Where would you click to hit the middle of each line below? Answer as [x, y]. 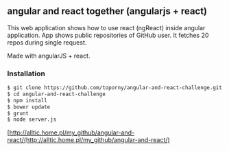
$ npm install [27, 100]
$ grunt [18, 113]
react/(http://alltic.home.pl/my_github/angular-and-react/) [88, 140]
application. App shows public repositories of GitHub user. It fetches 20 [108, 35]
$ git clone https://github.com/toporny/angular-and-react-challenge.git [115, 88]
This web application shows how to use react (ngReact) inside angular [106, 27]
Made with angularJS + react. [49, 56]
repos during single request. [47, 42]
